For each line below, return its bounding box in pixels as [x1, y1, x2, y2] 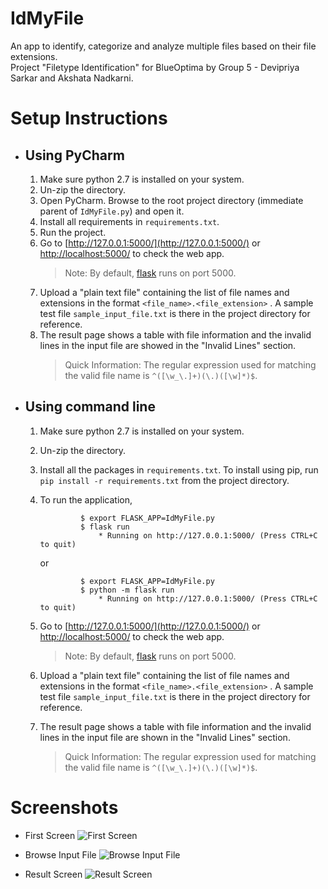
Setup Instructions [10, 107, 168, 130]
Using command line [24, 398, 156, 416]
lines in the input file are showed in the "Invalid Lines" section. [39, 339, 297, 351]
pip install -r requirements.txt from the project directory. [39, 474, 290, 486]
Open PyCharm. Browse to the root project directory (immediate [39, 194, 304, 206]
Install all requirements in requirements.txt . [39, 215, 220, 227]
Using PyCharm [24, 147, 125, 164]
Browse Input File [24, 848, 97, 861]
